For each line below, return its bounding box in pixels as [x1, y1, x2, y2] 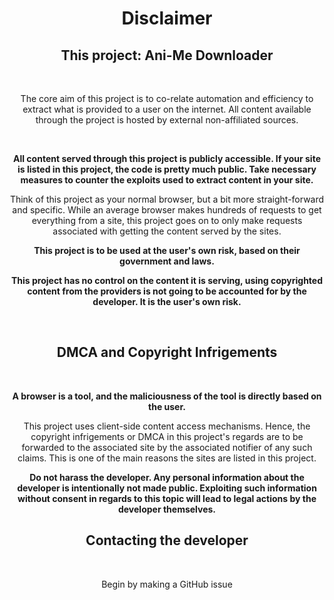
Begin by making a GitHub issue [101, 578, 233, 590]
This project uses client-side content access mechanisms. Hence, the [23, 420, 311, 432]
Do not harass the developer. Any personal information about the [29, 471, 305, 483]
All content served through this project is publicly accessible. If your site [13, 153, 321, 164]
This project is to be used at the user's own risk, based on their [33, 245, 301, 256]
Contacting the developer [85, 532, 249, 549]
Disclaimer [121, 7, 213, 30]
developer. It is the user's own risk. [92, 296, 242, 307]
